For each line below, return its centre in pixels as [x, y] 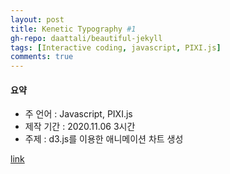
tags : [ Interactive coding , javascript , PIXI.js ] [116, 47]
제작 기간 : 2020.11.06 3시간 [80, 127]
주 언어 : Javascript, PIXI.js [78, 114]
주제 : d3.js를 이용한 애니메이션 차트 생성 [104, 139]
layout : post [37, 19]
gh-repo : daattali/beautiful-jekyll [86, 38]
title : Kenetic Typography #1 [73, 29]
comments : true [42, 57]
